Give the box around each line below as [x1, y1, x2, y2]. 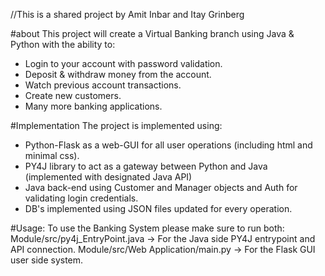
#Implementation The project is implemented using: [10, 120, 223, 131]
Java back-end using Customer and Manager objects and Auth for [24, 182, 298, 193]
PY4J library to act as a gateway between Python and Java [24, 160, 268, 172]
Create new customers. [24, 90, 122, 101]
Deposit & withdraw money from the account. [24, 69, 212, 80]
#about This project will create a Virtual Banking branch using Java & [10, 28, 295, 39]
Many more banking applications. [24, 100, 163, 112]
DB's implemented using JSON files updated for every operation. [24, 203, 293, 214]
